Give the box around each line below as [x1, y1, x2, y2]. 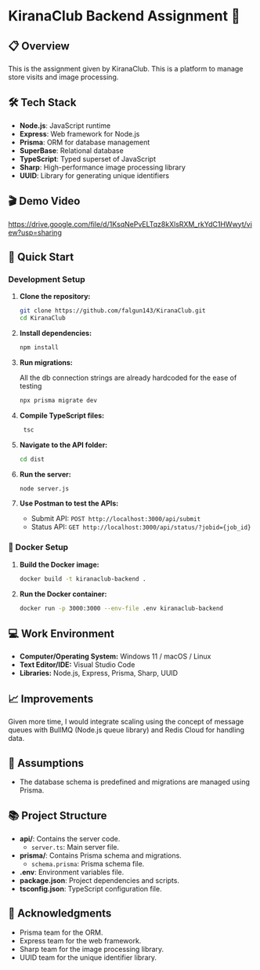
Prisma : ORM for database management [19, 137, 150, 147]
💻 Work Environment [8, 627, 115, 640]
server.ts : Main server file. [31, 842, 120, 851]
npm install [19, 344, 59, 352]
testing [19, 381, 42, 391]
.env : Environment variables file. [19, 867, 125, 877]
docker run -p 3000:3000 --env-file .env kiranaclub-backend [19, 604, 224, 612]
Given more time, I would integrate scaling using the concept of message [8, 717, 244, 727]
